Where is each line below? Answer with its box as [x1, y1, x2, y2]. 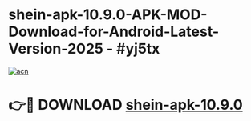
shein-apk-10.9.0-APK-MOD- [8, 6, 208, 24]
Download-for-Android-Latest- [8, 22, 220, 41]
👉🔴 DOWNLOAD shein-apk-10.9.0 [8, 96, 243, 114]
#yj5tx [115, 40, 160, 58]
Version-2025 [8, 40, 104, 58]
